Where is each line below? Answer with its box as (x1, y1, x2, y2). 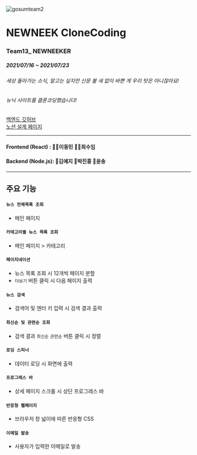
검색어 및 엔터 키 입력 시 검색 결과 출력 (14, 305, 103, 312)
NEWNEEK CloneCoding (6, 26, 127, 39)
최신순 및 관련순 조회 (6, 319, 50, 326)
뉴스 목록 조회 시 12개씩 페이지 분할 (14, 270, 95, 277)
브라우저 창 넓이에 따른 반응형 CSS (14, 415, 94, 423)
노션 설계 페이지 (6, 123, 43, 131)
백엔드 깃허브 (6, 116, 36, 123)
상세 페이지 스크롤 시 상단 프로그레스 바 (14, 387, 104, 394)
